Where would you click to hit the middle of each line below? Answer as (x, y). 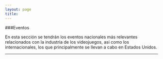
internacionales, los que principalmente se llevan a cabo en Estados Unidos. (81, 47)
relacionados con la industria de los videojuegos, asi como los (67, 42)
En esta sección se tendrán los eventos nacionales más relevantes (71, 37)
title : (12, 14)
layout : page (18, 9)
